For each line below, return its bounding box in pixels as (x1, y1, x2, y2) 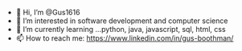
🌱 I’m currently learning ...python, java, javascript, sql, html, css (15, 25, 227, 33)
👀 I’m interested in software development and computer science (15, 16, 228, 25)
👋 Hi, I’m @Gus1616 (15, 8, 80, 17)
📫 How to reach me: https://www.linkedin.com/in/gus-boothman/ (15, 33, 234, 43)
